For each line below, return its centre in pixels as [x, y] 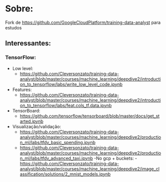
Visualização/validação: [37, 126]
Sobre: [19, 9]
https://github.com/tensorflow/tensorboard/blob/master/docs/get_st [90, 116]
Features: [22, 90]
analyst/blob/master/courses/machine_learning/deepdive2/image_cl [90, 169]
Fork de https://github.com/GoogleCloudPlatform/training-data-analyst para [83, 22]
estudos [13, 27]
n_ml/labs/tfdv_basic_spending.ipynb [58, 142]
